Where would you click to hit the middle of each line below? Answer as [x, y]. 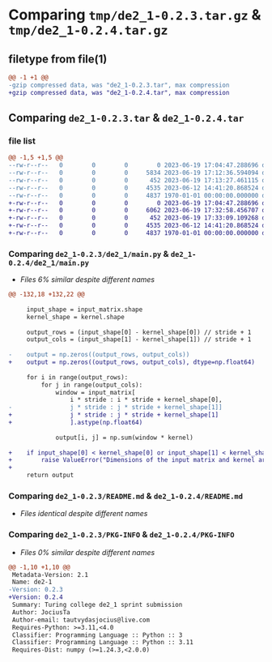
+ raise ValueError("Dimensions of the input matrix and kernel [132, 460]
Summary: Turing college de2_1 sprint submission [97, 605]
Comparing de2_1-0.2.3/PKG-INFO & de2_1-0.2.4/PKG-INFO [121, 535]
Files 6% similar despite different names [87, 280]
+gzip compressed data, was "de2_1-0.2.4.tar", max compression [119, 92]
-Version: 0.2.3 [36, 590]
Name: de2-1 [32, 582]
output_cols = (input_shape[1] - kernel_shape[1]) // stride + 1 [139, 340]
